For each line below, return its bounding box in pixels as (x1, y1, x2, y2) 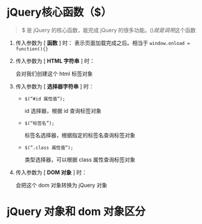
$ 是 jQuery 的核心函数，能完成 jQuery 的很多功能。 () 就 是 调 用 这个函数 (21, 26, 196, 34)
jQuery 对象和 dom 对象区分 (7, 205, 146, 219)
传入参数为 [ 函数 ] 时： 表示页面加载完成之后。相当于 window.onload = (15, 39, 191, 46)
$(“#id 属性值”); (24, 95, 66, 102)
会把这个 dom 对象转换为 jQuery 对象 (15, 181, 108, 189)
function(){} (15, 46, 49, 52)
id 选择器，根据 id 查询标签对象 (24, 107, 102, 114)
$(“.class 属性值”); (24, 145, 74, 151)
